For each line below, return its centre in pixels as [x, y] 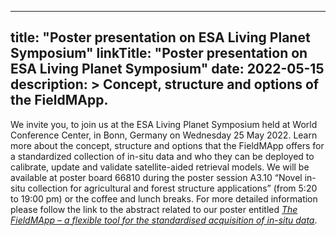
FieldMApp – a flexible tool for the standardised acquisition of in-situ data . [164, 220]
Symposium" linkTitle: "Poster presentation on [159, 53]
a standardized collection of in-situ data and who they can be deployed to [162, 156]
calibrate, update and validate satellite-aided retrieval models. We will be [160, 167]
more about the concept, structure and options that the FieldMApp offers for [167, 145]
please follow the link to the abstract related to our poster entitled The [154, 209]
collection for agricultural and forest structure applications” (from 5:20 [172, 188]
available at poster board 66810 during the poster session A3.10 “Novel [156, 177]
